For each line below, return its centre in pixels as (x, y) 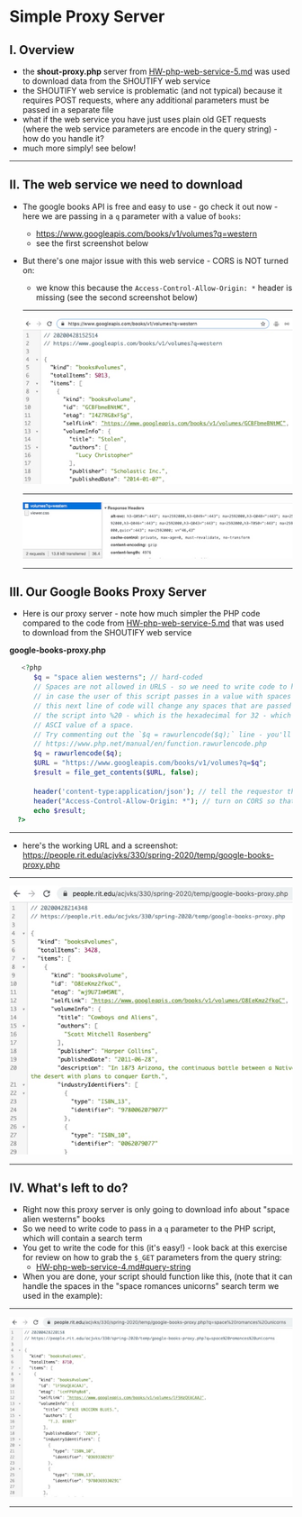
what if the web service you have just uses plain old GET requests (144, 119)
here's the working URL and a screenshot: (100, 845)
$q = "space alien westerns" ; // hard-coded (118, 678)
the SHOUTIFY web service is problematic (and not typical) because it (152, 91)
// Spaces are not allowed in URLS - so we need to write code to (160, 687)
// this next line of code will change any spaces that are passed (162, 706)
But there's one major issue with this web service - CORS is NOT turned (155, 260)
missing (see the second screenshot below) (117, 297)
